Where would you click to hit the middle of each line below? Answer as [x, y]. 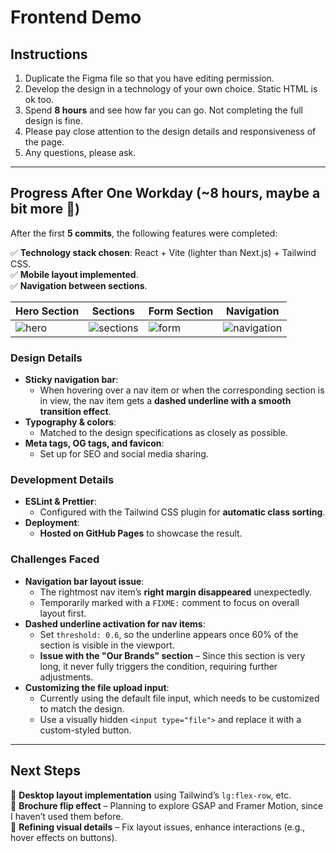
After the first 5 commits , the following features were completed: [144, 233]
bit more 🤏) [45, 209]
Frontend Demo [76, 17]
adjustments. [66, 677]
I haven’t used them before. [67, 816]
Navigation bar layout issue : [84, 581]
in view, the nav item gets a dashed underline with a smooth [165, 401]
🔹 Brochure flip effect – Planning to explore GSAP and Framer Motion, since [167, 805]
